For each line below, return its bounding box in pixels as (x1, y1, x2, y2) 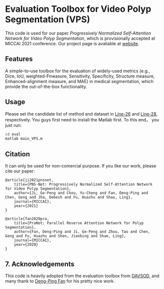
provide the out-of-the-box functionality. (5, 84, 87, 89)
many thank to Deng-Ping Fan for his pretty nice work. (5, 278, 115, 284)
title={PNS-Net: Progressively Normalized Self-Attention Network (14, 182, 153, 187)
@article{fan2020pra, (5, 216, 50, 222)
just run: (5, 122, 22, 128)
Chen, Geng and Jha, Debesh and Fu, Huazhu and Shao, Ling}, (5, 195, 133, 200)
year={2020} (14, 242, 38, 247)
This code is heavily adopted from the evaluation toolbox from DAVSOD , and (5, 273, 160, 279)
